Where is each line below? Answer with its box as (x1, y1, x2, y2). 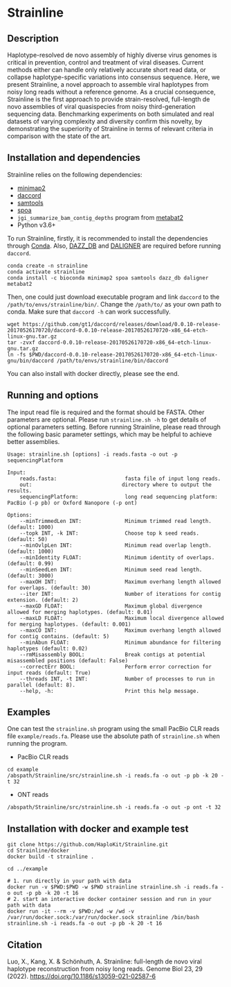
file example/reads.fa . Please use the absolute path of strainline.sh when (7, 732, 220, 740)
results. (7, 487, 33, 494)
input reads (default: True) (7, 669, 91, 676)
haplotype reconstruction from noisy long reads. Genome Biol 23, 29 (7, 965, 203, 973)
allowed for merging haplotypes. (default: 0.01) (7, 608, 154, 615)
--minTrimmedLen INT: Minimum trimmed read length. (19, 517, 212, 524)
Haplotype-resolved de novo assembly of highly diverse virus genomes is (7, 51, 217, 59)
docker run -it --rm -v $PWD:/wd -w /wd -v (7, 908, 135, 915)
